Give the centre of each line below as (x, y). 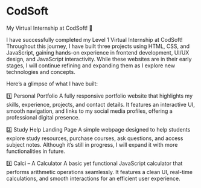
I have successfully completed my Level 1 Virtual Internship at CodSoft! (94, 39)
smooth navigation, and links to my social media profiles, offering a (90, 111)
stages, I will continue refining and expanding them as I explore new (91, 65)
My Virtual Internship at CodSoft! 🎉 (49, 28)
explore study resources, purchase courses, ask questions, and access (95, 138)
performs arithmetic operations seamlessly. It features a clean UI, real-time (100, 172)
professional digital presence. (43, 117)
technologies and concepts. (41, 72)
